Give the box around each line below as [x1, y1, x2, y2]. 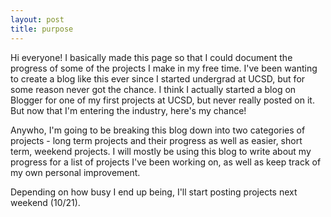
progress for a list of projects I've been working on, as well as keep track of [10, 156, 322, 168]
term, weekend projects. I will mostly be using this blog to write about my [10, 145, 312, 157]
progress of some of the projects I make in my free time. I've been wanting [10, 62, 318, 74]
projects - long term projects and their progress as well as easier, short [10, 134, 303, 146]
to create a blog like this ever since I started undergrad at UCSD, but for [10, 72, 306, 85]
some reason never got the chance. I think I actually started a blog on [10, 83, 297, 95]
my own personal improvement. [10, 166, 141, 178]
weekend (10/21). [10, 196, 81, 208]
